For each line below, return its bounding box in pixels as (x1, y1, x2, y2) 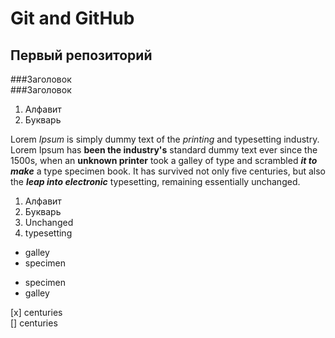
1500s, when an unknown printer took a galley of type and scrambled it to (10, 155, 318, 166)
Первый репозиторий (10, 47, 153, 64)
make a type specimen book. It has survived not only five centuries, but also (10, 165, 327, 177)
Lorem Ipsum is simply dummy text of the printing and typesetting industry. (10, 133, 320, 145)
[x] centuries (10, 307, 63, 318)
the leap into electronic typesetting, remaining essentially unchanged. (10, 176, 301, 187)
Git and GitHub (10, 7, 135, 30)
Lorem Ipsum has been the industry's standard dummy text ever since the (10, 144, 318, 156)
